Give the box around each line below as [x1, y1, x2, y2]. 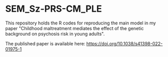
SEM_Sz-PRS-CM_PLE [5, 3, 102, 15]
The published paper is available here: [5, 40, 86, 46]
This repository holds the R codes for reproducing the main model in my [5, 20, 156, 26]
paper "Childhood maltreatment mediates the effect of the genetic [5, 25, 144, 31]
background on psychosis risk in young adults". [5, 31, 105, 37]
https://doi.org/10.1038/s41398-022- [86, 40, 163, 46]
